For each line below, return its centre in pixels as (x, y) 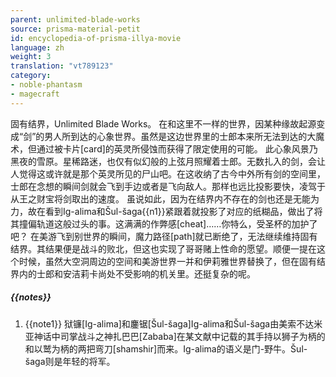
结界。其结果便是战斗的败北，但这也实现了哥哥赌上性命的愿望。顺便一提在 (163, 248)
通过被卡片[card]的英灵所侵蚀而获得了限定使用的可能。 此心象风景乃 (177, 148)
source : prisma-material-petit (75, 29)
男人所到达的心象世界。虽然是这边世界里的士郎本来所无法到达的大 (180, 136)
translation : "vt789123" (62, 66)
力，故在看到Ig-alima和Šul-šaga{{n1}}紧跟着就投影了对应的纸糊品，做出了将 (166, 211)
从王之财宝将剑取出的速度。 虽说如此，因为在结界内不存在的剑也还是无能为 (165, 198)
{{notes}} (31, 297)
